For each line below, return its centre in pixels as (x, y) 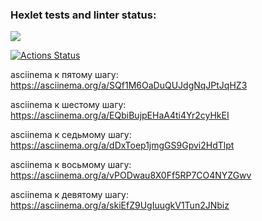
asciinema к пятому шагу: (64, 75)
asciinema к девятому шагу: (69, 195)
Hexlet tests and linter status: (83, 15)
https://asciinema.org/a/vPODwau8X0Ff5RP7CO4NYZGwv (131, 175)
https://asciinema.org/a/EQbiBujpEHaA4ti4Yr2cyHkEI (120, 115)
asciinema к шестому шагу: (68, 105)
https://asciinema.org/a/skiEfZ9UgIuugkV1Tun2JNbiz (120, 205)
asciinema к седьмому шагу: (71, 135)
